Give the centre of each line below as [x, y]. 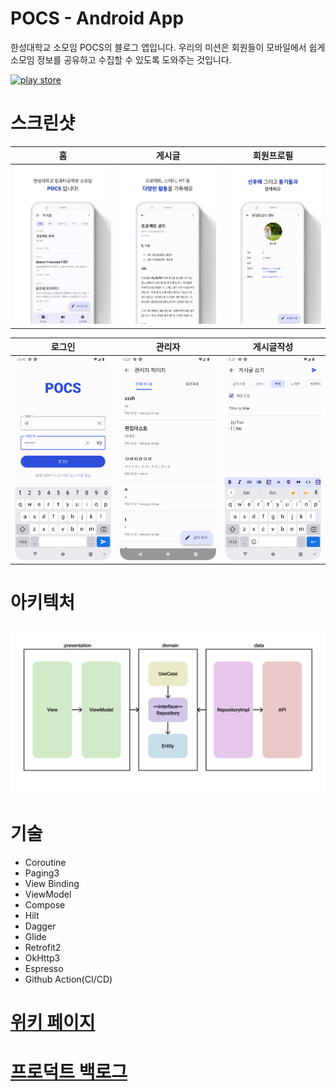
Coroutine [45, 862]
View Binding [52, 883]
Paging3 [42, 873]
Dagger [40, 926]
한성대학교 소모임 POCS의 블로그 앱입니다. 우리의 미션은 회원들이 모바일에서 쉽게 [168, 47]
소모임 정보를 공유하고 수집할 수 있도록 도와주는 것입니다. [121, 59]
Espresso [44, 968]
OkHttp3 [42, 958]
